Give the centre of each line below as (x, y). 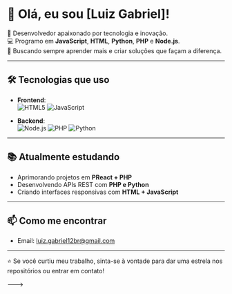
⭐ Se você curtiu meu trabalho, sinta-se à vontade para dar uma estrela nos (115, 261)
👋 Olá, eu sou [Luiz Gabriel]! (89, 14)
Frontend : (31, 100)
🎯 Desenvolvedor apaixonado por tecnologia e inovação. (87, 33)
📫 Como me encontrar (57, 220)
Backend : (31, 121)
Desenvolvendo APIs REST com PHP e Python (83, 184)
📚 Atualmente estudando (64, 157)
